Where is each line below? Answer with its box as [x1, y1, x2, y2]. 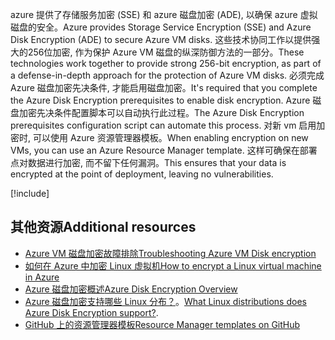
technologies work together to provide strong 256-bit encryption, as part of [10, 58, 322, 69]
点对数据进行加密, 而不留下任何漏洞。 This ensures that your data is [10, 157, 287, 168]
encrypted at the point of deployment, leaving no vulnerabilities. [10, 168, 274, 180]
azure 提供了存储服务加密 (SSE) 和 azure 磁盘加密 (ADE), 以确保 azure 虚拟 [10, 9, 318, 20]
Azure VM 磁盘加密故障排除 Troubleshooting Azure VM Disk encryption [24, 247, 317, 259]
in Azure [24, 271, 60, 283]
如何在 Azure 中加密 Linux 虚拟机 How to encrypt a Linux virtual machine [24, 259, 322, 272]
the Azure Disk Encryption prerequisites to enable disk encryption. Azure [10, 94, 311, 106]
